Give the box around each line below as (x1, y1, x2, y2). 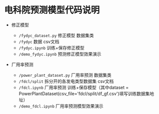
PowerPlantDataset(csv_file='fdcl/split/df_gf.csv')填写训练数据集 (18, 90, 150, 97)
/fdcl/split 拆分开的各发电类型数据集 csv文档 (18, 78, 114, 84)
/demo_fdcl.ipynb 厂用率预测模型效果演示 (18, 103, 104, 109)
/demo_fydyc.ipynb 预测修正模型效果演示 (18, 51, 102, 57)
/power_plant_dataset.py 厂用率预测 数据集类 (18, 72, 112, 78)
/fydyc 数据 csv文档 (18, 38, 59, 45)
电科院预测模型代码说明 (4, 4, 100, 16)
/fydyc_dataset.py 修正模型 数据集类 (18, 32, 94, 38)
